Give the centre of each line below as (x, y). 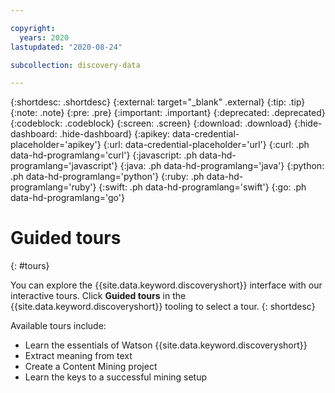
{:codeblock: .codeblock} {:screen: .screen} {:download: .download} (151, 123)
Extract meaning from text (78, 356)
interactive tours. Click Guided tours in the (98, 296)
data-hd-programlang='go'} (67, 198)
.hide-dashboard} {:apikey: (115, 134)
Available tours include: (58, 326)
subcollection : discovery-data (75, 65)
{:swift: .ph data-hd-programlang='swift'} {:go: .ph (202, 187)
